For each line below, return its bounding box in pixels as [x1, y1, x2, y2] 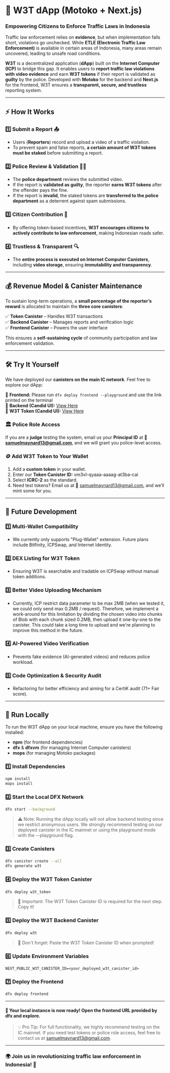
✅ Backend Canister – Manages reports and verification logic [5, 319, 134, 325]
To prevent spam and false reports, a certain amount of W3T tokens [12, 144, 156, 151]
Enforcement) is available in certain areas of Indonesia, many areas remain [5, 45, 162, 51]
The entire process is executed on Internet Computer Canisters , [12, 256, 150, 262]
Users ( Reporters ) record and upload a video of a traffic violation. [12, 139, 150, 145]
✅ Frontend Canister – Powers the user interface [5, 324, 108, 331]
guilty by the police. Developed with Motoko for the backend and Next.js [5, 76, 158, 83]
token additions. [12, 574, 47, 580]
